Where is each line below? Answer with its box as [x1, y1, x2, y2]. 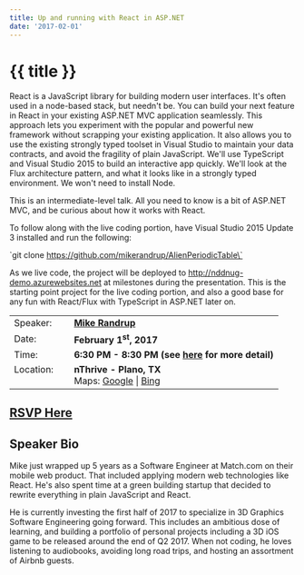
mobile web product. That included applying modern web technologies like [9, 470, 289, 481]
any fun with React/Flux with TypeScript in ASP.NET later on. [9, 296, 236, 307]
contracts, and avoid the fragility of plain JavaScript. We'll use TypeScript [9, 149, 284, 160]
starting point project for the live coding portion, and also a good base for [9, 287, 284, 298]
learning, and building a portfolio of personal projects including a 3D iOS [9, 526, 279, 537]
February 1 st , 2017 [74, 332, 159, 346]
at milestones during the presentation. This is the [103, 277, 287, 288]
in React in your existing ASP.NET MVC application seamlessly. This [9, 110, 263, 121]
